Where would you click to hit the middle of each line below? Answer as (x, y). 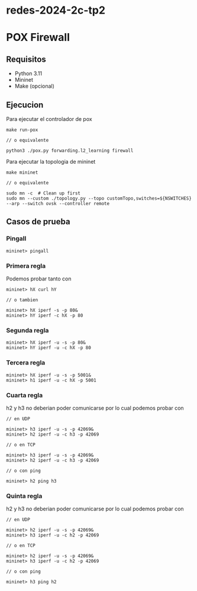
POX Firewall (38, 38)
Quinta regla (24, 496)
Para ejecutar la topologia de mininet (51, 162)
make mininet (22, 172)
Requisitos (26, 59)
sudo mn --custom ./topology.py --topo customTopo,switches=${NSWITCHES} (99, 199)
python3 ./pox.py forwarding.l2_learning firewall (70, 151)
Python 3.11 (28, 74)
